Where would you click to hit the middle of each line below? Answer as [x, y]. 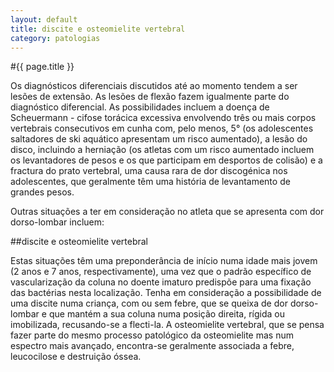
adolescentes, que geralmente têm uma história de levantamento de [150, 182]
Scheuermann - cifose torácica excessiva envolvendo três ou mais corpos [163, 118]
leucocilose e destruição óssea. [76, 357]
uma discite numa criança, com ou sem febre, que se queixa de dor [149, 303]
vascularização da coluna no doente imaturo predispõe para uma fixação [161, 282]
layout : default [44, 19]
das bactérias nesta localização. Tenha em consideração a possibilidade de [166, 293]
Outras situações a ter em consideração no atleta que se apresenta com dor [167, 212]
